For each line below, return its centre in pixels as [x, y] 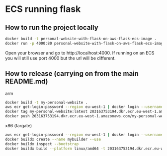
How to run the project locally [52, 27]
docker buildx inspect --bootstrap [42, 144]
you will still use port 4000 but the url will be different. [60, 58]
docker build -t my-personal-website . [46, 103]
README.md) [27, 81]
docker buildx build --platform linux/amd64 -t [55, 149]
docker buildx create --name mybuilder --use [53, 139]
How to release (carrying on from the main [72, 74]
